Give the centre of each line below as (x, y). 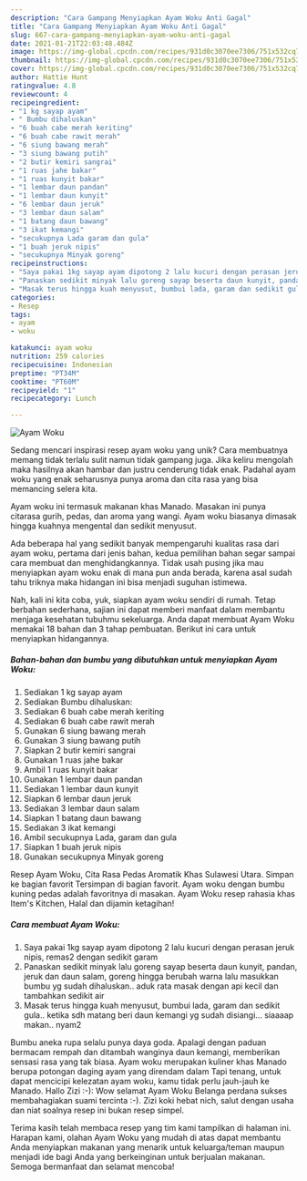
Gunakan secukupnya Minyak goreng (93, 857)
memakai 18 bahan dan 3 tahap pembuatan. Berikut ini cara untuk (133, 629)
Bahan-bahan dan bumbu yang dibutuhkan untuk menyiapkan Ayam (144, 659)
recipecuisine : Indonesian (61, 365)
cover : (23, 69)
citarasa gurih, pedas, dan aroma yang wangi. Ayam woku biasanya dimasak (153, 517)
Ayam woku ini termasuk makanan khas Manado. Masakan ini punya (138, 507)
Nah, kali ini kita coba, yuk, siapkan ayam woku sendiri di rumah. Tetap (143, 600)
